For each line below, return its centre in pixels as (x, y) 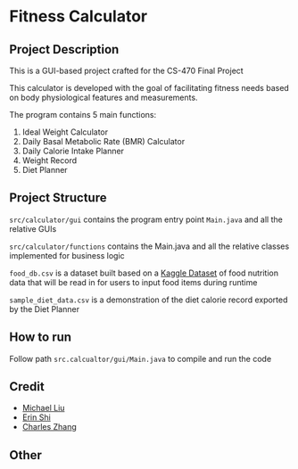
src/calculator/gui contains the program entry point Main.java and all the (146, 219)
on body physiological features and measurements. (103, 97)
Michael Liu (43, 408)
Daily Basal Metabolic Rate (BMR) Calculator (103, 141)
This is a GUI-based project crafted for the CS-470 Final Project (126, 70)
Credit (27, 387)
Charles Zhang (50, 427)
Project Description (64, 49)
